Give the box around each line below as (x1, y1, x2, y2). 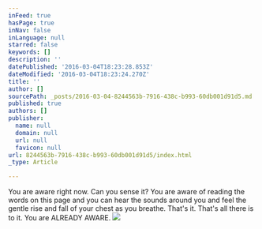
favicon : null (15, 144, 62, 152)
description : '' (8, 56, 62, 64)
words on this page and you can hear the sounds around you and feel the (8, 195, 247, 205)
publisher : (8, 114, 44, 122)
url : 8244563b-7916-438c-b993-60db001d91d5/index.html (8, 151, 193, 159)
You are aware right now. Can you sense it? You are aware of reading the (8, 187, 245, 197)
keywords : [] (8, 48, 51, 56)
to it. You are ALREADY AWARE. (8, 213, 111, 223)
